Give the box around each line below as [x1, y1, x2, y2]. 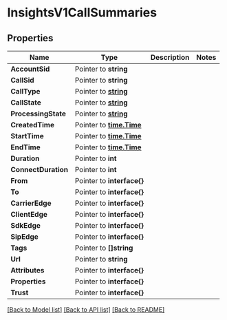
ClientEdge [10, 210, 48, 219]
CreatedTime [10, 120, 55, 129]
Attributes [10, 266, 45, 275]
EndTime [10, 142, 41, 152]
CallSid [10, 76, 34, 85]
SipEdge [10, 232, 39, 242]
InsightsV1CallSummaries [7, 5, 157, 21]
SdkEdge [10, 221, 41, 230]
